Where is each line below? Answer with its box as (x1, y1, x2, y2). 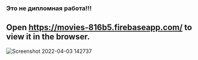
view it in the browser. (6, 31, 90, 42)
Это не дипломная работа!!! (6, 4, 92, 12)
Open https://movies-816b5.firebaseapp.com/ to (6, 23, 193, 33)
